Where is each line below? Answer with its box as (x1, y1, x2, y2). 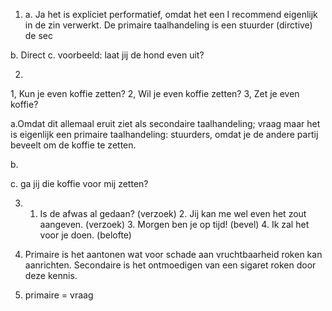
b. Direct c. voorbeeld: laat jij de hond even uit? (10, 49, 205, 61)
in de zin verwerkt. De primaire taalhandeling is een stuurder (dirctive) (24, 19, 313, 31)
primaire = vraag (24, 289, 94, 301)
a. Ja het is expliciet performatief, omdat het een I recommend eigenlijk (24, 9, 318, 20)
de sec (24, 30, 54, 41)
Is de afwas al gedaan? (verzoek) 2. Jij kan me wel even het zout (39, 208, 307, 219)
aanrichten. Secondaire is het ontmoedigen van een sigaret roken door (24, 259, 317, 271)
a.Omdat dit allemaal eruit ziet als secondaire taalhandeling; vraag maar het (10, 118, 321, 129)
